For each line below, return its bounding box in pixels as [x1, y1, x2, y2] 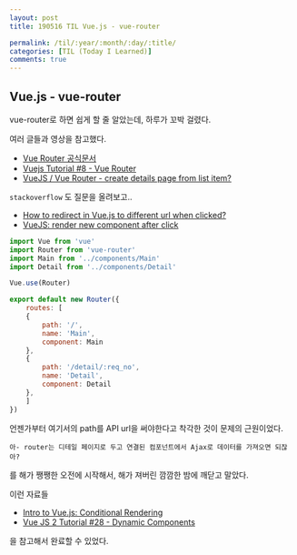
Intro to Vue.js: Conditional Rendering [22, 507, 163, 518]
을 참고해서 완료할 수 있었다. [9, 535, 109, 546]
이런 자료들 [9, 489, 49, 499]
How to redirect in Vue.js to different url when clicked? [22, 209, 227, 220]
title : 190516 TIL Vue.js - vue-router [9, 22, 161, 31]
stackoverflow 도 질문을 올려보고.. [9, 191, 133, 202]
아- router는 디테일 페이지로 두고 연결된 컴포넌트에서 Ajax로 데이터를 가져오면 [9, 442, 272, 451]
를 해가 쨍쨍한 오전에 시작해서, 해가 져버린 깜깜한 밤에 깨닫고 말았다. [9, 469, 249, 480]
